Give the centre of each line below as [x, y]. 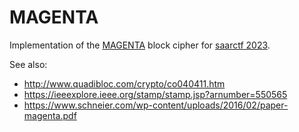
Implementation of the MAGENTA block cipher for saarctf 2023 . [140, 45]
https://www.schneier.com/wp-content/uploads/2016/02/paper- [156, 105]
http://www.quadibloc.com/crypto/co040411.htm [124, 83]
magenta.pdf [50, 115]
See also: [28, 64]
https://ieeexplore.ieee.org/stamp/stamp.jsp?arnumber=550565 [155, 94]
